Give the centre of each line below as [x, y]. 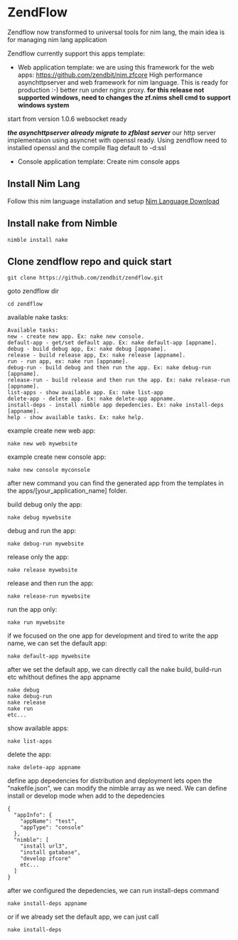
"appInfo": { [33, 815]
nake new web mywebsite [43, 444]
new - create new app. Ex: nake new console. [76, 337]
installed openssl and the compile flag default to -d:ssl [87, 147]
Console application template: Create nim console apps [98, 162]
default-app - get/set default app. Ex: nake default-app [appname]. [113, 343]
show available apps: [38, 728]
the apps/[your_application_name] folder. [67, 491]
